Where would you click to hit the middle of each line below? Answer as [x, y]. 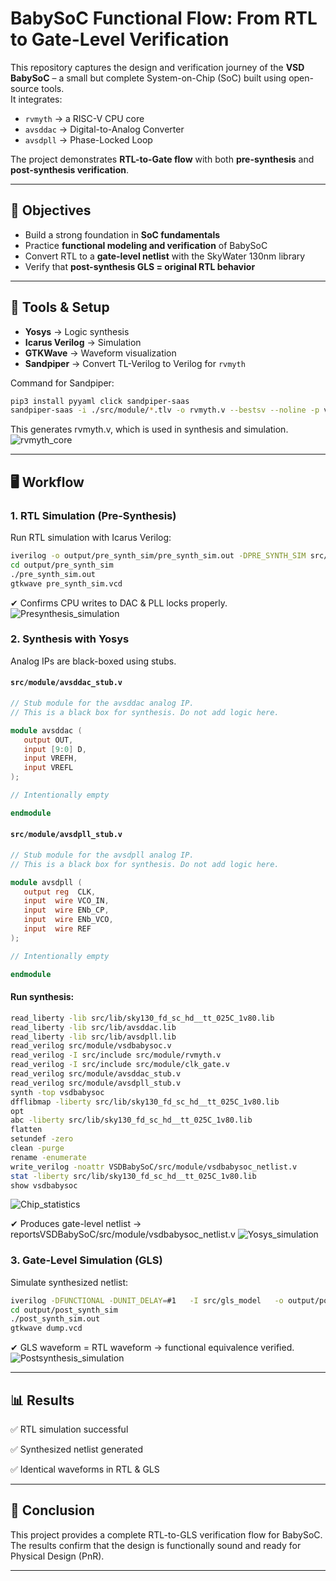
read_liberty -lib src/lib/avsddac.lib [93, 1027]
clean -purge [37, 1148]
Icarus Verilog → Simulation [83, 342]
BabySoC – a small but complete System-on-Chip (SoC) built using [148, 78]
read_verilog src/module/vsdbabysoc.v [91, 1046]
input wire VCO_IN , [66, 901]
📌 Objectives [51, 210]
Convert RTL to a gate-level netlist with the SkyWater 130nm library [165, 256]
